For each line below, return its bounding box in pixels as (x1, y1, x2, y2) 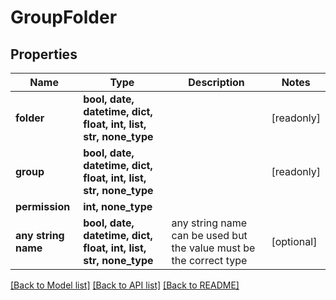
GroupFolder (10, 6, 118, 29)
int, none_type (83, 200, 153, 213)
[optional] (271, 235, 318, 248)
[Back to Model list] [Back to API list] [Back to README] (10, 279, 240, 291)
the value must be (171, 241, 256, 255)
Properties (10, 46, 78, 63)
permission (15, 200, 71, 213)
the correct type (171, 254, 248, 267)
